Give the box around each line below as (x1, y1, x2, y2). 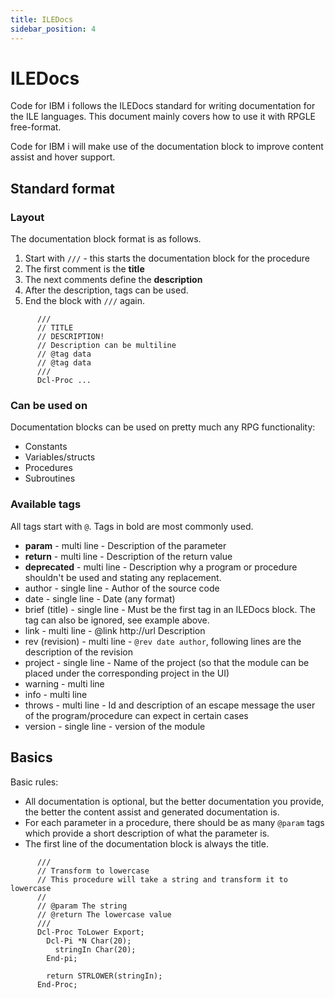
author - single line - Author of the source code (24, 582, 220, 594)
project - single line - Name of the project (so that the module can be (24, 656, 310, 668)
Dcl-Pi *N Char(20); (46, 936, 132, 946)
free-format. (10, 121, 62, 133)
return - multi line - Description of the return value (24, 550, 233, 562)
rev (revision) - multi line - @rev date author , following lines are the (24, 635, 302, 647)
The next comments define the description (24, 274, 203, 286)
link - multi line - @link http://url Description (24, 624, 206, 636)
